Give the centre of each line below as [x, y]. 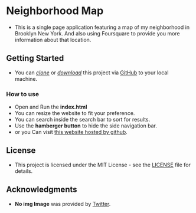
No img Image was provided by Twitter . [63, 204]
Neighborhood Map [55, 11]
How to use [23, 94]
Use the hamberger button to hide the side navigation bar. [86, 126]
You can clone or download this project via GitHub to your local [92, 73]
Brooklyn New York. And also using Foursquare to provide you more [97, 33]
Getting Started [35, 58]
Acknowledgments [42, 190]
